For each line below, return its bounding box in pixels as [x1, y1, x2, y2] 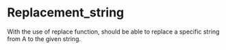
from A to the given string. [7, 34, 81, 42]
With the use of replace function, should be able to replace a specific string [7, 27, 220, 36]
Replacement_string [7, 5, 125, 21]
